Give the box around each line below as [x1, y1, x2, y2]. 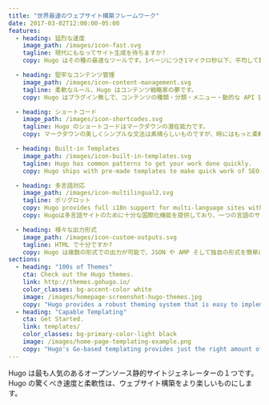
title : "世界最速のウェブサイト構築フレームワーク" [8, 11, 160, 20]
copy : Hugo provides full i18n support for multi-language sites [22, 204, 246, 213]
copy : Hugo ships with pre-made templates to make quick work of [22, 167, 246, 175]
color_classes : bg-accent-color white [22, 286, 152, 294]
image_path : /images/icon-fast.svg [22, 42, 142, 50]
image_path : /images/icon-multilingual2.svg [22, 189, 174, 197]
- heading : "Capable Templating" [15, 308, 127, 316]
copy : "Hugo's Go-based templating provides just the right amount [22, 345, 252, 353]
